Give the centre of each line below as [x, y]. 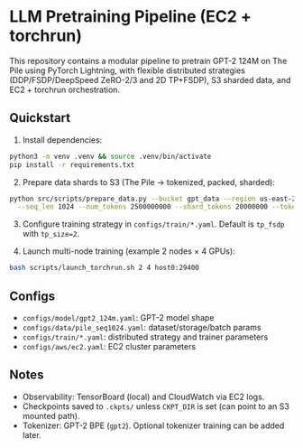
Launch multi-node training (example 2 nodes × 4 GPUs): [129, 251]
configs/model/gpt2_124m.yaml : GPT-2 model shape [118, 317]
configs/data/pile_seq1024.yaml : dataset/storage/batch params [142, 327]
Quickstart [40, 118]
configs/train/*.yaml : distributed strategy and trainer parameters [145, 337]
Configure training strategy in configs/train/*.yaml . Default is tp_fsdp [154, 224]
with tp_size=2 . [50, 234]
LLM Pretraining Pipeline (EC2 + [131, 17]
